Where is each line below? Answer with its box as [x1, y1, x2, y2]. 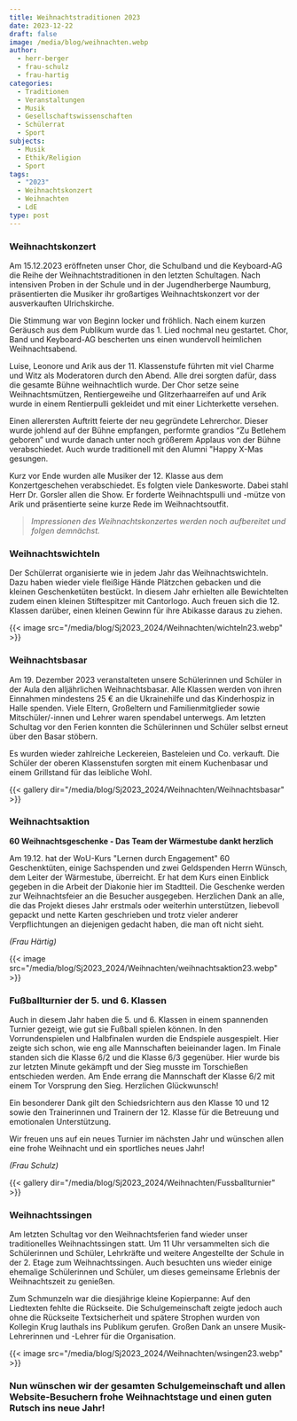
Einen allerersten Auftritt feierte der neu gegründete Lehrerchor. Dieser [9, 415, 269, 426]
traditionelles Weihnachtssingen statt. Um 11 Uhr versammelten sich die [9, 1238, 270, 1249]
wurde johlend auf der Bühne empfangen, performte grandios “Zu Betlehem [9, 425, 286, 436]
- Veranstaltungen [17, 95, 86, 105]
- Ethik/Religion [17, 153, 82, 162]
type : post [9, 210, 50, 220]
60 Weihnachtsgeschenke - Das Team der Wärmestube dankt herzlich [9, 836, 274, 846]
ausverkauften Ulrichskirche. [9, 298, 114, 309]
